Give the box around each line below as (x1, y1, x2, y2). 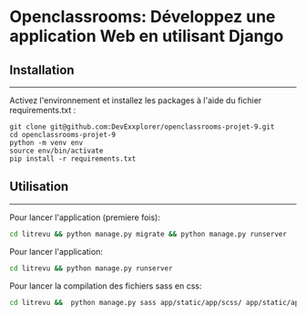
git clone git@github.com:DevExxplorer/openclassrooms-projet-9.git (9, 122, 275, 132)
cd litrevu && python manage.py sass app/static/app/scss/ (9, 298, 243, 307)
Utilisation (9, 179, 69, 195)
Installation (9, 62, 75, 78)
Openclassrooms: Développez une (9, 6, 276, 27)
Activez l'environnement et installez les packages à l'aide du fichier (9, 95, 262, 106)
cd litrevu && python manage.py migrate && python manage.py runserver (9, 229, 287, 238)
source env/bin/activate (9, 146, 104, 155)
